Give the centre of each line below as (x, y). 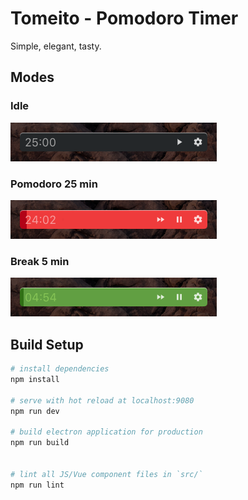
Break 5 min (40, 261)
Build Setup (47, 344)
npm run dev (35, 411)
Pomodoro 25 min (54, 184)
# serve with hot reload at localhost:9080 (102, 400)
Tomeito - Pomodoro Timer (124, 18)
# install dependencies (60, 369)
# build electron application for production (106, 432)
